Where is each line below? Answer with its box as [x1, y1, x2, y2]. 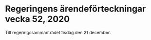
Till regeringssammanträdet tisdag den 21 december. [5, 29, 111, 35]
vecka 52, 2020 [5, 13, 70, 25]
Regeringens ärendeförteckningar [5, 3, 146, 14]
